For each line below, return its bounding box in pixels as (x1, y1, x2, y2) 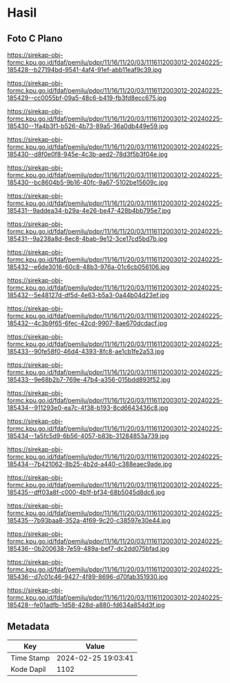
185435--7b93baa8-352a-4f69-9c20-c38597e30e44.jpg (7, 517, 171, 524)
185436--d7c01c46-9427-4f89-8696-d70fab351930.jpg (7, 573, 168, 580)
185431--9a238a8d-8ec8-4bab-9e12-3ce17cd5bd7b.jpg (7, 234, 168, 243)
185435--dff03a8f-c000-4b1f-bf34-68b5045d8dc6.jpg (7, 488, 166, 496)
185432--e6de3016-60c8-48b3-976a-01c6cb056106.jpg (7, 263, 170, 271)
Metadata (7, 621, 50, 632)
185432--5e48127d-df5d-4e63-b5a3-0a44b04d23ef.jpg (7, 291, 169, 299)
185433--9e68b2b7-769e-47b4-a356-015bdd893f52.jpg (7, 376, 171, 383)
